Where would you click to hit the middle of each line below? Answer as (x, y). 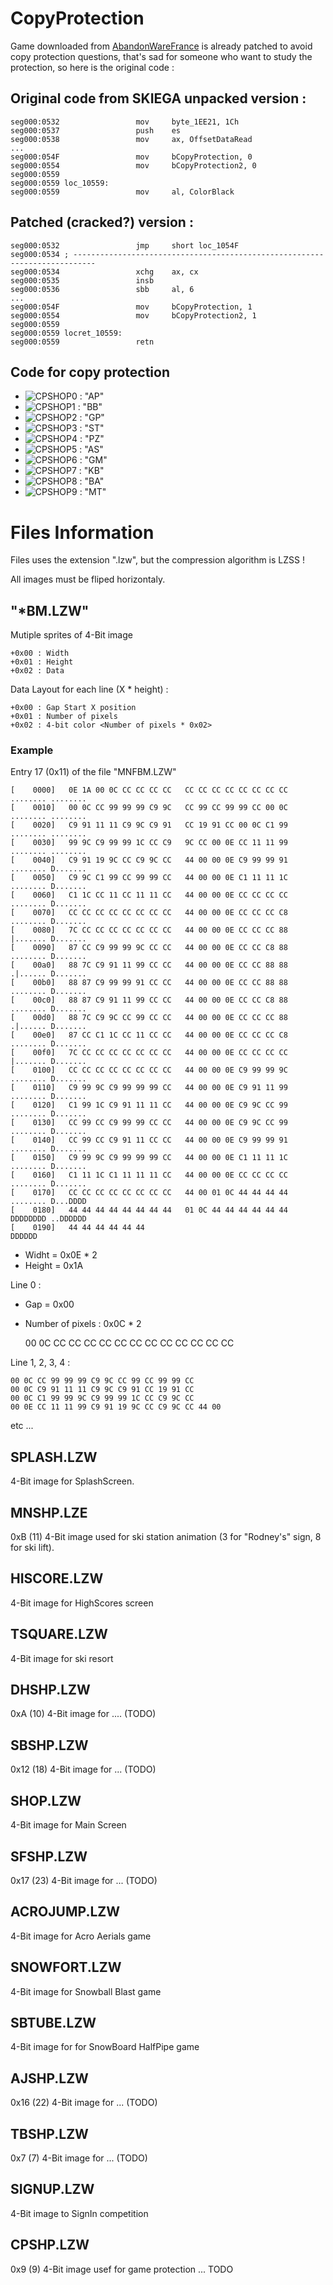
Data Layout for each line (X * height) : (89, 689)
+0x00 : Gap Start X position (73, 708)
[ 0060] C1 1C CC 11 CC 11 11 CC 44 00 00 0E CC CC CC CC (149, 895)
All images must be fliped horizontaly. (88, 579)
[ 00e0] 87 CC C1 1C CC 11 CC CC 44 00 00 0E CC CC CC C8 (149, 1035)
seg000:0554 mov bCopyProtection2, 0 (133, 165)
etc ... (22, 1426)
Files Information (82, 532)
